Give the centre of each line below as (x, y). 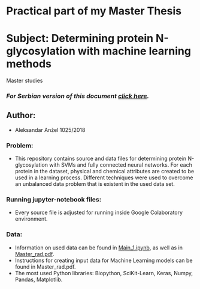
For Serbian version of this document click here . (78, 96)
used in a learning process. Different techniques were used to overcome (104, 177)
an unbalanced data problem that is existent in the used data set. (95, 184)
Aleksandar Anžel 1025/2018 (50, 130)
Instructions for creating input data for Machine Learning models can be (104, 260)
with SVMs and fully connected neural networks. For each (121, 165)
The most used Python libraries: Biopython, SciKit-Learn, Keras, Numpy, (104, 273)
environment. (31, 219)
